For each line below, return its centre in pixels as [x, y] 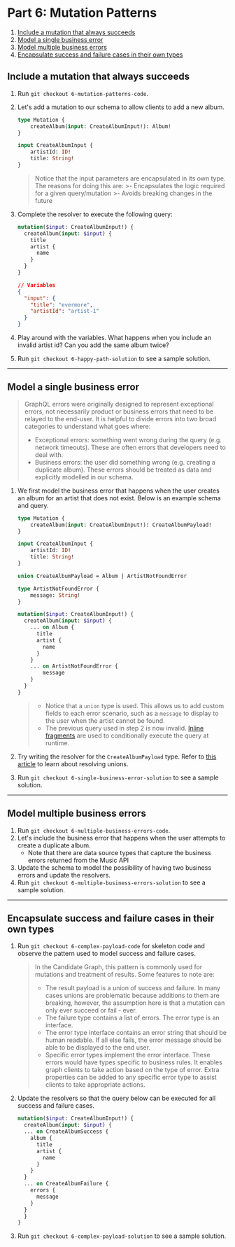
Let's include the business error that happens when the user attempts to [121, 838]
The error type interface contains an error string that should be [136, 1033]
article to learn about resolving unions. [73, 763]
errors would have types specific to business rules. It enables [134, 1062]
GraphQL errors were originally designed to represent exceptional [119, 404]
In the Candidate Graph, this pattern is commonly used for [119, 967]
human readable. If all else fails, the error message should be [133, 1040]
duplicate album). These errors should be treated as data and [123, 470]
